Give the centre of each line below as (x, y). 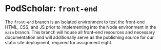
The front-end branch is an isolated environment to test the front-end (75, 22)
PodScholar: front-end (51, 8)
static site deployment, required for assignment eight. (59, 42)
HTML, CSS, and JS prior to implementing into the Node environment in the (80, 27)
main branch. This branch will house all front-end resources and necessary (80, 32)
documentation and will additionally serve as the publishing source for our (80, 37)
